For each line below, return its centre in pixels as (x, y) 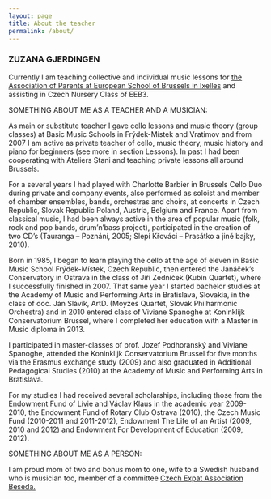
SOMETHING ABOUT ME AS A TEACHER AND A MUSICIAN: (108, 109)
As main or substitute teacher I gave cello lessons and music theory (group (133, 126)
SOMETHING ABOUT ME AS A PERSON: (75, 454)
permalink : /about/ (41, 31)
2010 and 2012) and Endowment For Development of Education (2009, (126, 429)
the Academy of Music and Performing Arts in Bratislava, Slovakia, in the (129, 294)
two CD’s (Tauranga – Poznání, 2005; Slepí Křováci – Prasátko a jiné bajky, (132, 236)
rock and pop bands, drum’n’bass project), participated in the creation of (129, 227)
